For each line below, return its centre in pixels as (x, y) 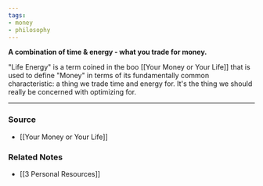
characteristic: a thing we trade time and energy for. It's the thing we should (130, 84)
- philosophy (29, 30)
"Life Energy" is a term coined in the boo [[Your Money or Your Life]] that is (129, 67)
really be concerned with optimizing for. (72, 92)
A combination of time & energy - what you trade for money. (108, 52)
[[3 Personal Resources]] (59, 173)
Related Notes (36, 157)
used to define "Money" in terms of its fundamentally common (109, 76)
